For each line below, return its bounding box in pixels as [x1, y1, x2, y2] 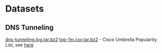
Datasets [5, 3, 44, 15]
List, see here [5, 42, 34, 48]
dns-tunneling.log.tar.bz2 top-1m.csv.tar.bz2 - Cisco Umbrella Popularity [5, 36, 157, 42]
